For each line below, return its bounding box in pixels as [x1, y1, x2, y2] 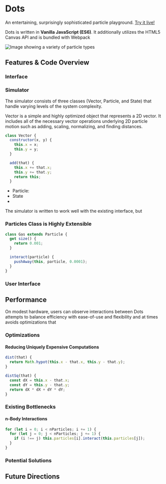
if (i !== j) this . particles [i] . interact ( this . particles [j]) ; [14, 436, 145, 441]
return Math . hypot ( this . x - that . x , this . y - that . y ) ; [9, 360, 125, 365]
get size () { [9, 237, 37, 242]
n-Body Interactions [5, 415, 48, 421]
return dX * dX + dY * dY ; [9, 387, 65, 392]
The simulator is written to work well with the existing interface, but [5, 208, 142, 214]
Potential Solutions [5, 457, 52, 464]
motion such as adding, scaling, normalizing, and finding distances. [5, 123, 143, 129]
